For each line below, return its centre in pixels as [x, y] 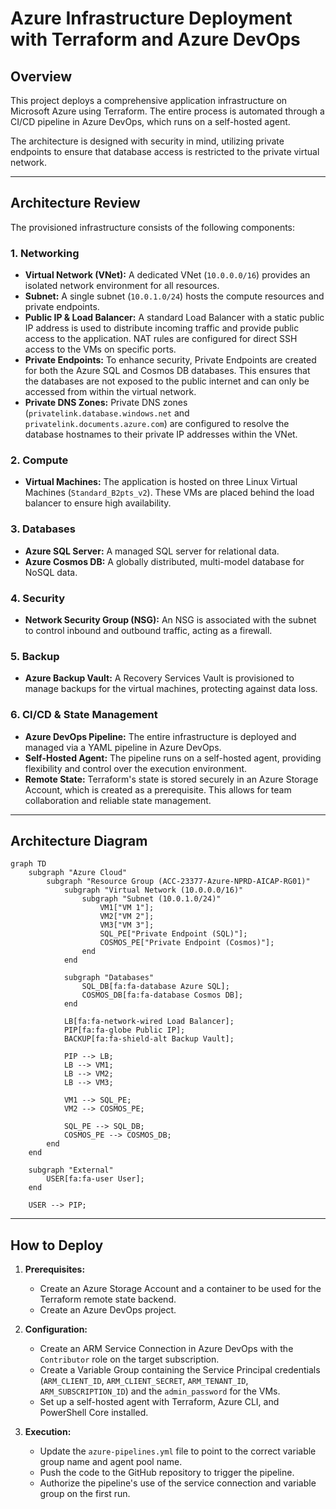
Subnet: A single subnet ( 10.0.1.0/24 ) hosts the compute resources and [174, 296]
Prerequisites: [55, 1269]
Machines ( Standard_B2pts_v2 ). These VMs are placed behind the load [169, 493]
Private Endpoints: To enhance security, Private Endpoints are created [170, 360]
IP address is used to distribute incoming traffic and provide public [162, 328]
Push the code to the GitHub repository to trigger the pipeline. [167, 1473]
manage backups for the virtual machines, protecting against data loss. [171, 689]
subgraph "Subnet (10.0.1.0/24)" [151, 899]
